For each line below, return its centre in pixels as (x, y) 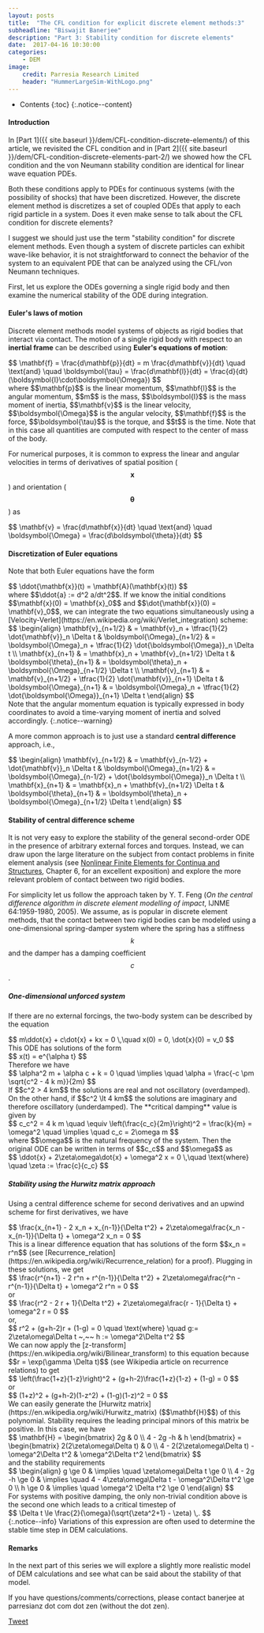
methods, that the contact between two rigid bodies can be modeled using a (132, 920)
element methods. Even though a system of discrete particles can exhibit (126, 246)
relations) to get (34, 1370)
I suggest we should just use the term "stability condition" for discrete (121, 237)
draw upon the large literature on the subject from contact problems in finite (131, 854)
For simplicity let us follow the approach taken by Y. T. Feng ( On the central (130, 895)
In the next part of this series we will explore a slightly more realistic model (129, 1566)
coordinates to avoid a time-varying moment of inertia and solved (114, 713)
